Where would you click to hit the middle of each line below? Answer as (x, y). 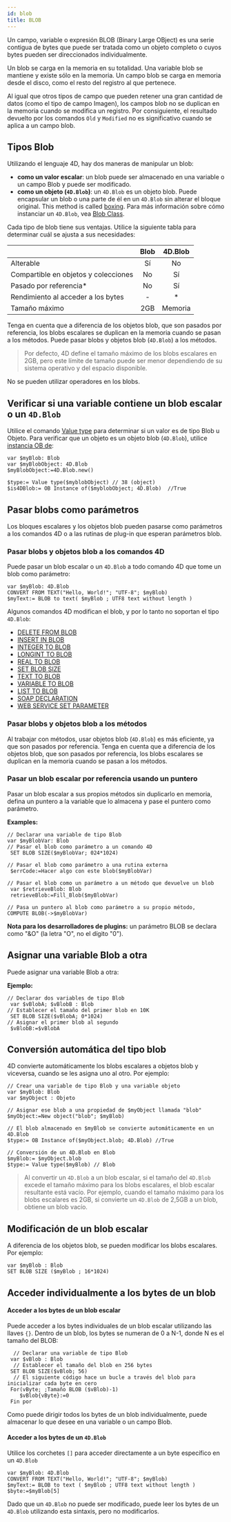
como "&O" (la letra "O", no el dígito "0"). (66, 933)
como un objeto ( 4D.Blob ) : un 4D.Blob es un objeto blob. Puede (107, 192)
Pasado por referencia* (49, 286)
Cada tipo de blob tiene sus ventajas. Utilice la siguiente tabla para (102, 227)
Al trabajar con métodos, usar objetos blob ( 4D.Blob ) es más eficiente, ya (111, 739)
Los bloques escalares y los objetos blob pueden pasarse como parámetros (115, 526)
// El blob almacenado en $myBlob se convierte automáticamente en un (111, 1128)
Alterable (25, 264)
